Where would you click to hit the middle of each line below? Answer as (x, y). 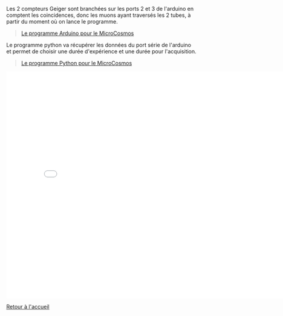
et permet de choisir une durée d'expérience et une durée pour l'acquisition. (101, 51)
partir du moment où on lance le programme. (62, 21)
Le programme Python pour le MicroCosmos (76, 63)
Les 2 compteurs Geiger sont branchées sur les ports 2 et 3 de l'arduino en (100, 9)
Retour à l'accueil (28, 307)
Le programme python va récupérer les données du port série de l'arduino (99, 45)
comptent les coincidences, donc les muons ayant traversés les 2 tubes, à (99, 15)
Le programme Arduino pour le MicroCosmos (77, 33)
